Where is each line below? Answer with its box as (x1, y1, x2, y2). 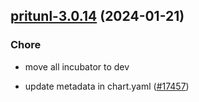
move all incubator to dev (24, 60, 130, 73)
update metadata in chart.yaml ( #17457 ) (24, 80, 190, 92)
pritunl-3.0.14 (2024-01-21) (10, 8, 185, 25)
